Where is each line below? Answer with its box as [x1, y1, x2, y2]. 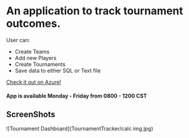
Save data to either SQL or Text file [14, 67, 101, 74]
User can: [6, 36, 30, 43]
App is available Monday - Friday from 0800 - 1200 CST [6, 92, 147, 99]
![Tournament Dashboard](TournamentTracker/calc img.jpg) [6, 125, 154, 132]
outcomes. [6, 17, 61, 30]
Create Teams [14, 48, 49, 55]
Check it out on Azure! [6, 79, 61, 86]
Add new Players [14, 54, 57, 61]
